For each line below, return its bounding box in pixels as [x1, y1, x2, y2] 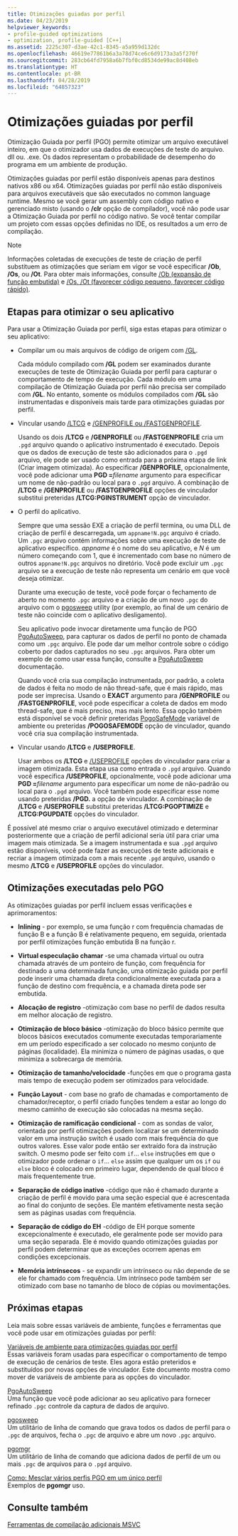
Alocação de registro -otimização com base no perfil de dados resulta [17, 1003, 225, 1011]
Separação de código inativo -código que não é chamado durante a [17, 1185, 219, 1194]
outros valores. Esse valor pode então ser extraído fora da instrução [17, 1141, 217, 1150]
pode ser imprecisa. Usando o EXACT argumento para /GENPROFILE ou [17, 691, 230, 699]
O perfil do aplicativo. [17, 507, 81, 515]
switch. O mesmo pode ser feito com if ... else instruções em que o [17, 1149, 215, 1158]
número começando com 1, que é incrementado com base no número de [17, 552, 231, 560]
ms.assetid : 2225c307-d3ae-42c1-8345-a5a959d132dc [7, 43, 161, 51]
